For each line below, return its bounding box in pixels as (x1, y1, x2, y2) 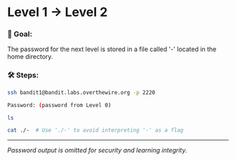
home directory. (7, 52, 53, 61)
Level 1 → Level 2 (7, 4, 108, 20)
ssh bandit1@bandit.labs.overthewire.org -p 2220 (7, 89, 156, 96)
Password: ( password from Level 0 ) (7, 101, 112, 108)
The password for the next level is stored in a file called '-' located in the (7, 45, 217, 53)
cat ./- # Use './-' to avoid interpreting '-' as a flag (7, 127, 184, 134)
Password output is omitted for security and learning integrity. (7, 146, 188, 155)
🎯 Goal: (7, 29, 33, 39)
